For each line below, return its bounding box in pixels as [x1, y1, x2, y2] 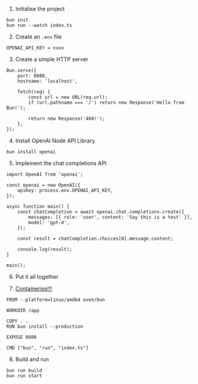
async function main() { [6, 204, 70, 210]
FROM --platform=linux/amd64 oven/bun [6, 297, 105, 303]
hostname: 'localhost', [17, 78, 78, 84]
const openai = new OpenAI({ [6, 182, 81, 188]
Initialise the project [15, 6, 65, 12]
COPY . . [6, 318, 29, 324]
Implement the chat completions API [15, 160, 107, 167]
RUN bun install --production [6, 323, 84, 330]
